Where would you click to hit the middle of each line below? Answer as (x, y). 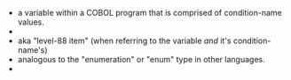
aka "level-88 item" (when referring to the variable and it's (125, 40)
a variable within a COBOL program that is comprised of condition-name (149, 13)
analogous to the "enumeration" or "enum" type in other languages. (141, 59)
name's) (32, 50)
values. (31, 22)
